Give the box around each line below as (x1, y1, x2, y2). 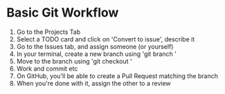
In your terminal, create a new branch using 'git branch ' (16, 50, 177, 58)
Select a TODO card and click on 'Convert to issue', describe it (16, 35, 195, 43)
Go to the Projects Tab (16, 28, 81, 36)
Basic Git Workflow (6, 5, 119, 21)
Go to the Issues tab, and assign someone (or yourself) (16, 42, 174, 50)
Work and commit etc (16, 64, 78, 73)
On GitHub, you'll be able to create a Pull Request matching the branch (16, 71, 219, 80)
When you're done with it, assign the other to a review (16, 79, 171, 87)
